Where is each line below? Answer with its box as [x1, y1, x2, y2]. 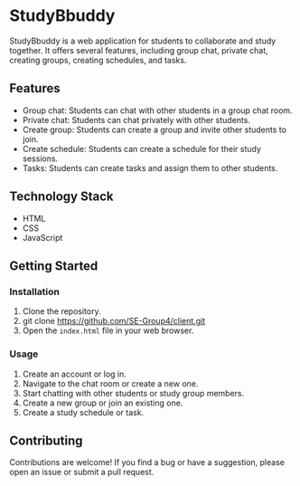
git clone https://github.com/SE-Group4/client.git [22, 316, 206, 327]
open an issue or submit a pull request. [9, 467, 155, 478]
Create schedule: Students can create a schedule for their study [22, 143, 262, 154]
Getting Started [9, 258, 98, 273]
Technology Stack [9, 189, 114, 205]
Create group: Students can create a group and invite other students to [22, 124, 287, 135]
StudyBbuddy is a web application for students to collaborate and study [9, 35, 277, 46]
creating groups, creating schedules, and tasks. [9, 54, 187, 65]
